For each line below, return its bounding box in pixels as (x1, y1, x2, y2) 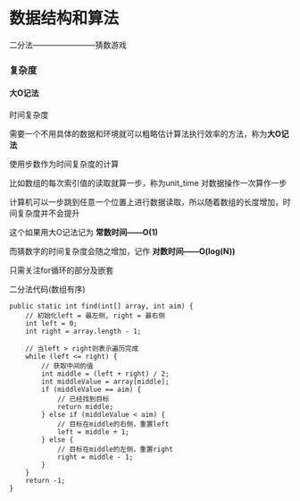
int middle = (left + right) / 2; (41, 369, 170, 378)
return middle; (56, 403, 114, 412)
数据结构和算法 (9, 8, 120, 29)
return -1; (25, 476, 66, 486)
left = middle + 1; (56, 428, 129, 437)
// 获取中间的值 (41, 361, 94, 371)
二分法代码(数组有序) (9, 284, 87, 295)
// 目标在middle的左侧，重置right (56, 445, 174, 454)
